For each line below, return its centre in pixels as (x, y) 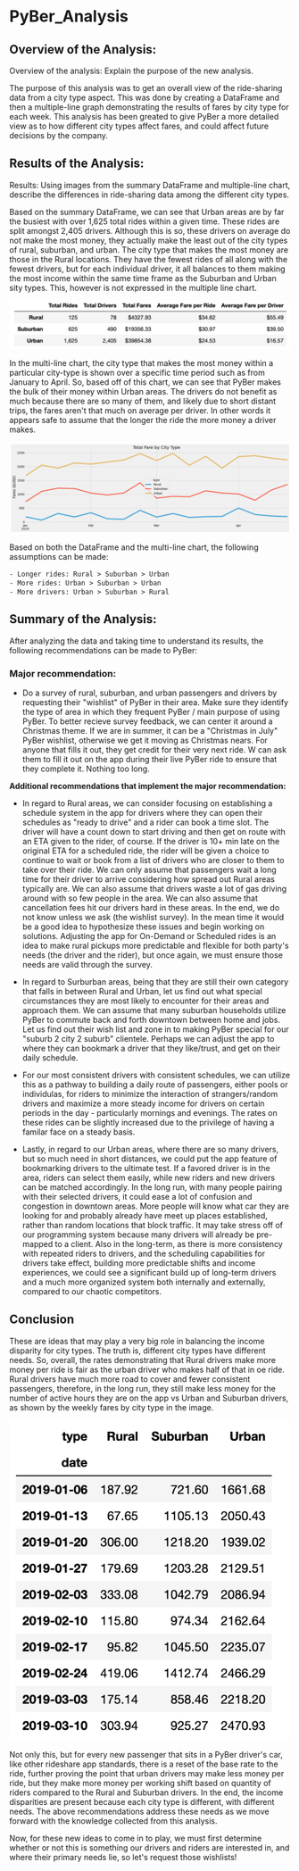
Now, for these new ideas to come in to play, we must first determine (136, 1838)
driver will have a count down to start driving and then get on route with (154, 831)
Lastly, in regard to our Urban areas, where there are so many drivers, (150, 1149)
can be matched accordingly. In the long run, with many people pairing (152, 1187)
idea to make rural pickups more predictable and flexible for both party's (155, 945)
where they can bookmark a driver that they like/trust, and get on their (151, 1048)
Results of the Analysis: (77, 164)
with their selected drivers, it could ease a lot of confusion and (137, 1196)
